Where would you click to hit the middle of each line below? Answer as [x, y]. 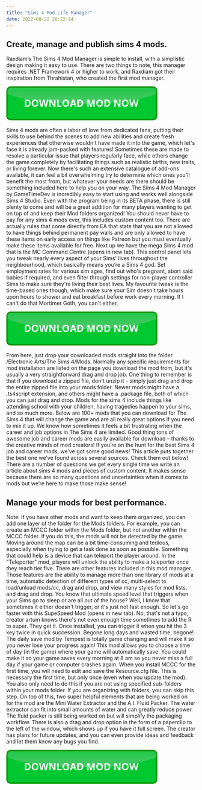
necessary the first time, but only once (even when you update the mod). [96, 677]
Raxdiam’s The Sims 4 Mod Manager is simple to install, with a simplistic [96, 59]
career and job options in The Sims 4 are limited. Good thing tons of [90, 432]
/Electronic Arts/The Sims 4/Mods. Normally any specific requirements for [98, 362]
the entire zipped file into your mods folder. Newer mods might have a [93, 387]
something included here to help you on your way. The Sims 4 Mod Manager [101, 188]
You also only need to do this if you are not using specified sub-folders [94, 684]
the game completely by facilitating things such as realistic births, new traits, [101, 162]
